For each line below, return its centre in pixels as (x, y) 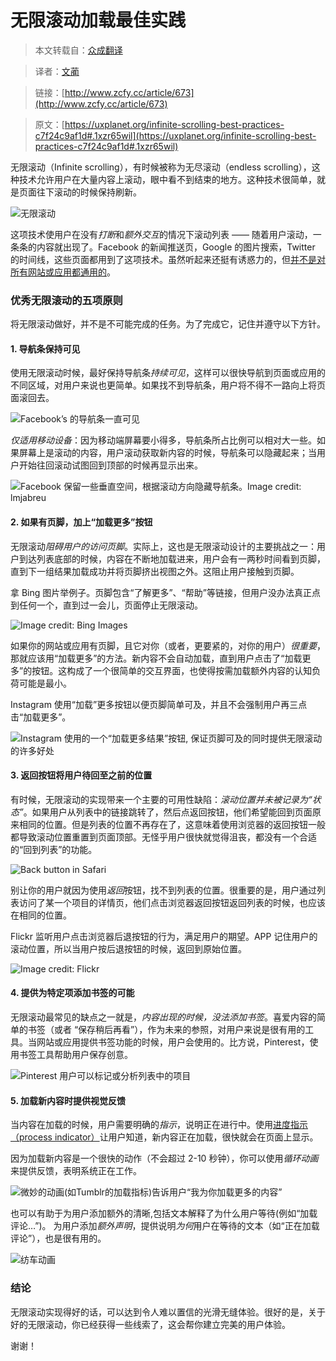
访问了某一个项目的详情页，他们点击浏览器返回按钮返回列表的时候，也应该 (172, 902)
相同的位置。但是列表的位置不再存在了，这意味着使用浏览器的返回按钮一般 (172, 824)
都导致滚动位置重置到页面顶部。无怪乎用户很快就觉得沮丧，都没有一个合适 (163, 837)
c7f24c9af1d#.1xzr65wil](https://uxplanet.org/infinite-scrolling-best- (175, 135)
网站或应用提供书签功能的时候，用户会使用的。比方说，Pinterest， (173, 1042)
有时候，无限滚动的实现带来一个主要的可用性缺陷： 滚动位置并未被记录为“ (161, 799)
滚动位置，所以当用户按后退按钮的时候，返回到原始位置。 (128, 948)
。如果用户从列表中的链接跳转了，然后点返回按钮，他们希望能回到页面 (168, 812)
